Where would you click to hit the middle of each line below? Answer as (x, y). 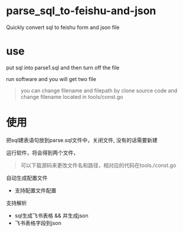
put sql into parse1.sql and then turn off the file (63, 67)
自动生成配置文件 (27, 178)
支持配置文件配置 (35, 190)
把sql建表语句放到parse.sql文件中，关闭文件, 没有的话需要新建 (82, 140)
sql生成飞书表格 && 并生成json (51, 215)
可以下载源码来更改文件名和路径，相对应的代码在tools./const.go (98, 165)
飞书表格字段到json (38, 223)
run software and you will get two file (51, 79)
